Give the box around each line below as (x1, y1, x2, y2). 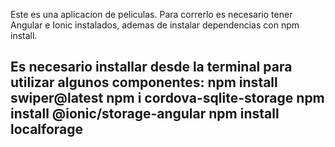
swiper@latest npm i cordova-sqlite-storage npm (10, 90, 325, 107)
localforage (10, 121, 84, 138)
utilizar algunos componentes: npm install (10, 74, 278, 91)
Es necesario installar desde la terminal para (10, 59, 293, 76)
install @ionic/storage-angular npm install (10, 105, 280, 123)
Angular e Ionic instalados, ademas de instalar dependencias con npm (10, 19, 300, 31)
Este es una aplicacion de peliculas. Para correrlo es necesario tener (10, 9, 293, 20)
